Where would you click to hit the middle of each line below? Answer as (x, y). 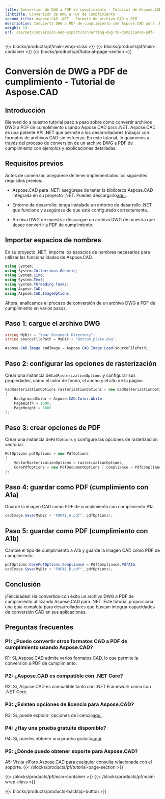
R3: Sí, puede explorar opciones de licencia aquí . (54, 715)
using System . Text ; (25, 280)
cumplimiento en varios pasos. (36, 308)
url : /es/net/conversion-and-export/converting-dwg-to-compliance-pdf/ (80, 32)
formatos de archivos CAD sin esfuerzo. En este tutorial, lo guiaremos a (77, 138)
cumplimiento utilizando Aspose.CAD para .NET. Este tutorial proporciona (79, 601)
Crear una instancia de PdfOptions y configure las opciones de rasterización (82, 439)
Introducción (25, 110)
